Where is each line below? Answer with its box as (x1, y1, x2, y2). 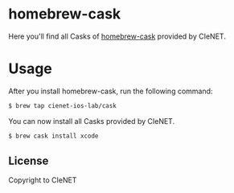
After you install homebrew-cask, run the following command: (8, 86, 213, 96)
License (8, 154, 49, 168)
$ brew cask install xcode (8, 132, 99, 140)
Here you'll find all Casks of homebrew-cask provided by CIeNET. (8, 31, 227, 41)
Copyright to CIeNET (8, 175, 77, 185)
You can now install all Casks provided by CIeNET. (8, 116, 175, 125)
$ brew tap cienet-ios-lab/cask (8, 101, 117, 109)
